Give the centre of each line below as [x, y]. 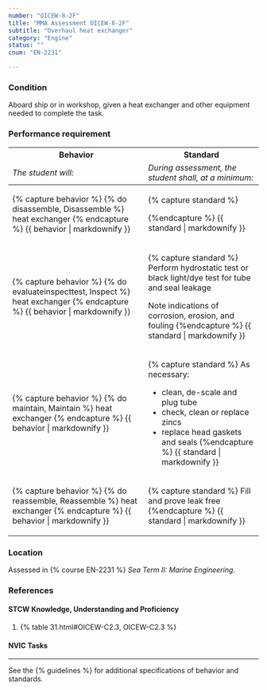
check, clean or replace [205, 412]
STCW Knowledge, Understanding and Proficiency [94, 610]
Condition [28, 87]
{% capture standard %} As [199, 364]
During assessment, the [192, 167]
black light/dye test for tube [200, 277]
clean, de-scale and [199, 392]
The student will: [43, 172]
